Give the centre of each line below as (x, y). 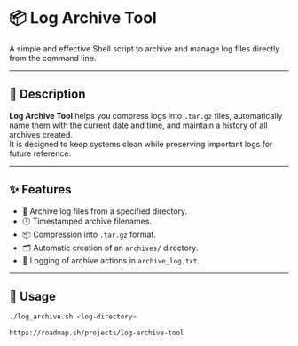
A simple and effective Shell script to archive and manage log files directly (145, 48)
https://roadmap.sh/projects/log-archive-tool (97, 333)
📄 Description (47, 94)
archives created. (41, 134)
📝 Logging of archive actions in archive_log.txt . (111, 260)
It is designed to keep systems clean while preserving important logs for (141, 144)
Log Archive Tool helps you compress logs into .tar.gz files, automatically (146, 115)
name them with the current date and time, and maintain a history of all (138, 125)
